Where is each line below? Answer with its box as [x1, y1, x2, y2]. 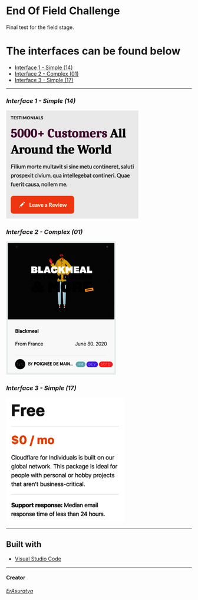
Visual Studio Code [14, 555, 62, 562]
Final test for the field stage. [6, 24, 75, 31]
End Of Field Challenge [6, 4, 120, 18]
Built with [6, 539, 42, 550]
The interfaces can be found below [6, 44, 181, 58]
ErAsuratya [6, 587, 34, 594]
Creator [6, 574, 25, 581]
